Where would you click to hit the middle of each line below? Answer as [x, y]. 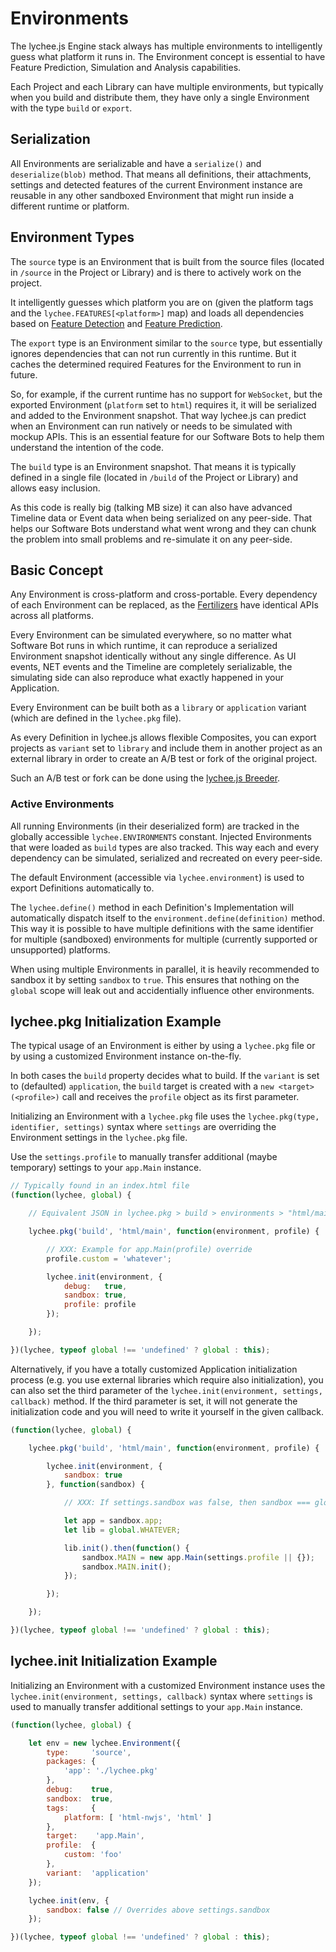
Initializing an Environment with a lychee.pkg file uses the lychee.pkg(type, [165, 1116]
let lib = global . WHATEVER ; [122, 1530]
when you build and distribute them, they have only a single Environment [160, 97]
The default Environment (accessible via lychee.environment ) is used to [157, 877]
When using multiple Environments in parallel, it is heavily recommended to [165, 969]
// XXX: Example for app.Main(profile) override [149, 1249]
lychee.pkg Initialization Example [116, 1022]
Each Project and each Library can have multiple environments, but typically [167, 86]
